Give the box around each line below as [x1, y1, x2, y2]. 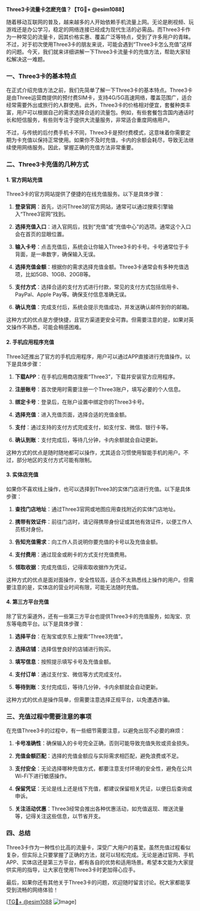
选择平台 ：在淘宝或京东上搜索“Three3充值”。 [14, 633, 126, 640]
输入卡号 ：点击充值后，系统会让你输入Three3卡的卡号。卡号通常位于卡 [14, 244, 189, 251]
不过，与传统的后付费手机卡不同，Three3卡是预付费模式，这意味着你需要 [6, 129, 186, 136]
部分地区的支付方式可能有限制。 [16, 456, 95, 463]
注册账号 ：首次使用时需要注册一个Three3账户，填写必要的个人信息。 [14, 385, 185, 392]
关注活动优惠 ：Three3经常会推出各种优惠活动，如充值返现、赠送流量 [14, 805, 185, 812]
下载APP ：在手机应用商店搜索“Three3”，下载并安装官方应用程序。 [14, 373, 179, 380]
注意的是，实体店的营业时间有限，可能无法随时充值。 [11, 584, 142, 591]
